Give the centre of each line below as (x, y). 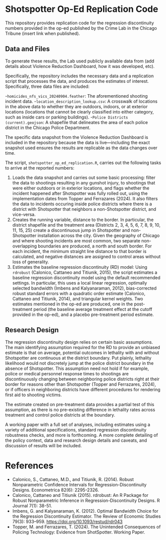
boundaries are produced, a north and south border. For (95, 246)
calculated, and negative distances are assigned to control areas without (86, 256)
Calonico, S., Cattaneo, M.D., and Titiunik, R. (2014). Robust (73, 479)
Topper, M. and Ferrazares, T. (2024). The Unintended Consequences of (86, 527)
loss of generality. (31, 262)
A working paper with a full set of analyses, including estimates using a (78, 424)
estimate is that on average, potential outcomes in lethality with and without (82, 353)
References (29, 465)
